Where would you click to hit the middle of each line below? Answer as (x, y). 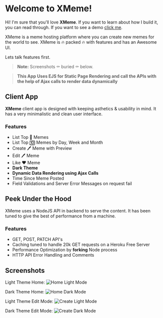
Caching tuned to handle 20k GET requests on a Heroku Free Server (81, 245)
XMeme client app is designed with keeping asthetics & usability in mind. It (81, 108)
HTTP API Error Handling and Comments (53, 255)
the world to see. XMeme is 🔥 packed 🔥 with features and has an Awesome (81, 42)
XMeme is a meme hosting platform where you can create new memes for (80, 37)
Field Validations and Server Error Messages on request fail (72, 184)
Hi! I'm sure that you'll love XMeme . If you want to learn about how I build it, (81, 22)
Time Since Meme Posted (38, 178)
